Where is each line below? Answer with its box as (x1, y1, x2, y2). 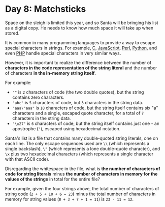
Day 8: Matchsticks (5, 3, 86, 15)
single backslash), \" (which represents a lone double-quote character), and (5, 146, 160, 151)
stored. (5, 30, 20, 36)
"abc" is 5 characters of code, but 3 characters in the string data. (12, 99, 144, 105)
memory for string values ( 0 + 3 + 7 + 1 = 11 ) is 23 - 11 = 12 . (5, 196, 134, 202)
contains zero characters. (12, 94, 65, 100)
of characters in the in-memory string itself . (5, 70, 96, 76)
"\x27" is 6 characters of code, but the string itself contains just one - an (12, 120, 160, 126)
